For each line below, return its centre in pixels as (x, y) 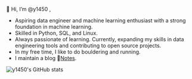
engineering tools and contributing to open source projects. (88, 45)
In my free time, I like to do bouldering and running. (78, 52)
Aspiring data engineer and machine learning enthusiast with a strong (100, 20)
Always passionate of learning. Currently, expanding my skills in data (99, 39)
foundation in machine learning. (54, 27)
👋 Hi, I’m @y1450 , (29, 9)
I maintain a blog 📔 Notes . (46, 58)
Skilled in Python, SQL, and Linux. (56, 33)
